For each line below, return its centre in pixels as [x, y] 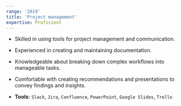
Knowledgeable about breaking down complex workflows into [89, 61]
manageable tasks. [37, 68]
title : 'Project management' [42, 17]
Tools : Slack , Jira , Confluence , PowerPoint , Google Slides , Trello [93, 97]
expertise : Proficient [34, 22]
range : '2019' [24, 11]
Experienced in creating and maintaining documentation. [83, 50]
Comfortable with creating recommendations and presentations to [95, 79]
